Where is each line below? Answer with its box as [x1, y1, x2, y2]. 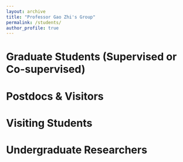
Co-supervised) [6, 63, 86, 76]
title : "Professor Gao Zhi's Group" [6, 14, 96, 20]
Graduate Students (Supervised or [6, 50, 177, 63]
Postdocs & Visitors [6, 89, 104, 103]
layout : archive [6, 8, 46, 15]
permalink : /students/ [6, 19, 62, 25]
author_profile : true [6, 25, 59, 31]
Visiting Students [6, 116, 93, 130]
